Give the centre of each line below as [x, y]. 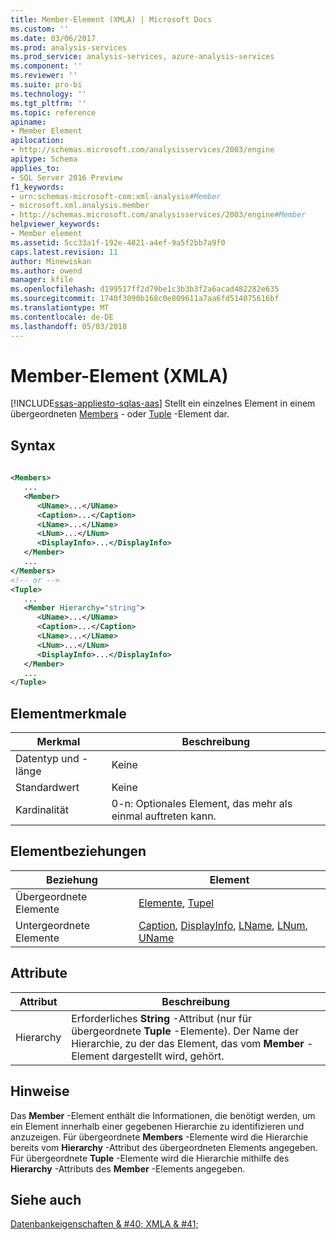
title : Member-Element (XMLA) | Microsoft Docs [111, 19]
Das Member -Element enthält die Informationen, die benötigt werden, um [163, 1115]
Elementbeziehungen [78, 851]
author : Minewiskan [51, 261]
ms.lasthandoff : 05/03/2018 [69, 326]
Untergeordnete [52, 925]
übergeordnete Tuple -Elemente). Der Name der [185, 1031]
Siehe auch [46, 1199]
